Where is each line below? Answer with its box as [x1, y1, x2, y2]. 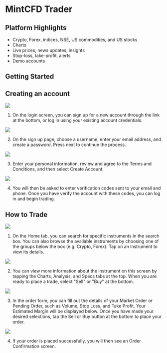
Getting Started [5, 72, 54, 81]
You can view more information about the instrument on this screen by [12, 268, 157, 274]
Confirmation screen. [12, 343, 56, 349]
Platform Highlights [5, 23, 67, 32]
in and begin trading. [12, 196, 55, 202]
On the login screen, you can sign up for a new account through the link [12, 112, 160, 118]
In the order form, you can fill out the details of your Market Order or [12, 297, 153, 303]
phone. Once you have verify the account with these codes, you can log [12, 190, 161, 196]
